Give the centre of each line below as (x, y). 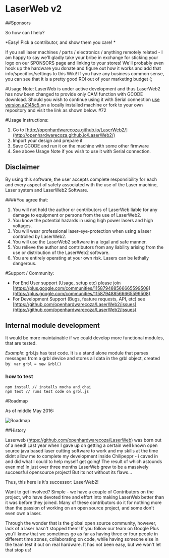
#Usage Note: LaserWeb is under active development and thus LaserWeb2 (83, 88)
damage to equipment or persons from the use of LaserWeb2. (77, 215)
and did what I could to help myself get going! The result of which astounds (84, 461)
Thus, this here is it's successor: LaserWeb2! (52, 482)
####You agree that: (27, 199)
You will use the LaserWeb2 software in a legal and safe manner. (80, 242)
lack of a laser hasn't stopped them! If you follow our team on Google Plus (82, 528)
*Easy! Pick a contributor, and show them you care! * (61, 42)
